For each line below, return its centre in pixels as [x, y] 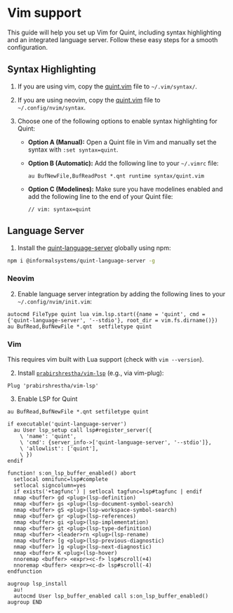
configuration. [27, 47]
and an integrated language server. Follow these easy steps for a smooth [113, 39]
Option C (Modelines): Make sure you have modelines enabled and [125, 189]
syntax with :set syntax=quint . [73, 150]
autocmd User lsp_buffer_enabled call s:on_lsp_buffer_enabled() [111, 596]
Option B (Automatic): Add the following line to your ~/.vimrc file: [123, 163]
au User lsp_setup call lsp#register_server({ [83, 430]
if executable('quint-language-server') [67, 424]
